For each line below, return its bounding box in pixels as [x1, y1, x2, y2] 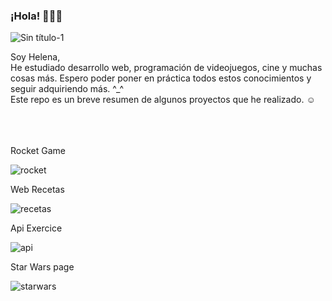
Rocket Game [10, 145, 66, 157]
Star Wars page [10, 261, 75, 273]
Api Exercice [10, 222, 63, 234]
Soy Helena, [10, 51, 61, 63]
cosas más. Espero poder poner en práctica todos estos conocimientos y [10, 72, 312, 84]
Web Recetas [10, 184, 65, 196]
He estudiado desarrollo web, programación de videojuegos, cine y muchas [10, 62, 323, 74]
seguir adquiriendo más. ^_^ [10, 83, 124, 95]
